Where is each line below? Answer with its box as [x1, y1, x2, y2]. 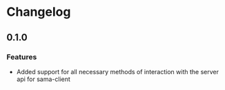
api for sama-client [16, 75, 70, 83]
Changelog [6, 4, 71, 20]
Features [6, 52, 37, 62]
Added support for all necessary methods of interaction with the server [16, 67, 219, 76]
